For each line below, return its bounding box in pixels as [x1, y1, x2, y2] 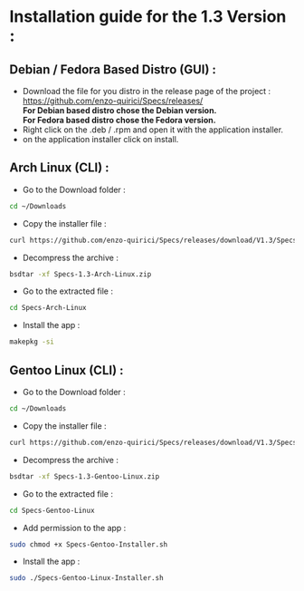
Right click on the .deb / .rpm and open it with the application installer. [22, 124, 283, 135]
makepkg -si [9, 337, 54, 346]
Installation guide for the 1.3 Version [9, 6, 287, 27]
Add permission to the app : [22, 522, 127, 533]
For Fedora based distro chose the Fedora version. [22, 115, 216, 125]
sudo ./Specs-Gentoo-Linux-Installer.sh [9, 574, 165, 583]
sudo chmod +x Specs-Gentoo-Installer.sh [9, 539, 168, 549]
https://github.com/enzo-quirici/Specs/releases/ [22, 95, 204, 106]
